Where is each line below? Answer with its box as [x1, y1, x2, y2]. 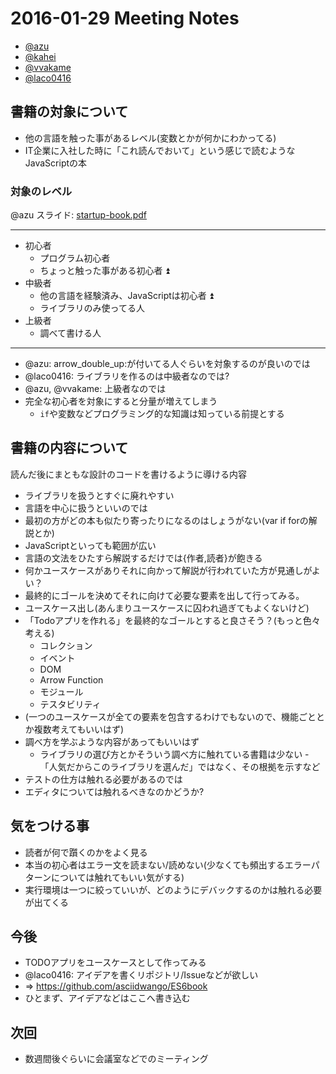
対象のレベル [10, 184, 73, 198]
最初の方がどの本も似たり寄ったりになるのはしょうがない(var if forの [24, 514, 309, 526]
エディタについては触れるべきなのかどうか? [24, 785, 205, 797]
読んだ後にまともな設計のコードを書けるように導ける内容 [10, 468, 247, 480]
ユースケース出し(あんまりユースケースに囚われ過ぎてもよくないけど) [24, 602, 310, 614]
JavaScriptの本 [24, 157, 88, 169]
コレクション [39, 639, 93, 651]
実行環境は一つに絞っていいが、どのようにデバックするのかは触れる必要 [24, 883, 323, 896]
